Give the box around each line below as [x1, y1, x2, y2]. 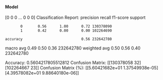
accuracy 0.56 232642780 [5, 37, 112, 42]
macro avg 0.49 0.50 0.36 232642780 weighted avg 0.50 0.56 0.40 [5, 45, 141, 51]
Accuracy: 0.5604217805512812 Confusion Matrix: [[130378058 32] [5, 60, 141, 65]
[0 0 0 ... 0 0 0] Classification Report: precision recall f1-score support [5, 15, 146, 20]
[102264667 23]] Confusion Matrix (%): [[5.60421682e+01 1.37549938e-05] [5, 65, 159, 71]
